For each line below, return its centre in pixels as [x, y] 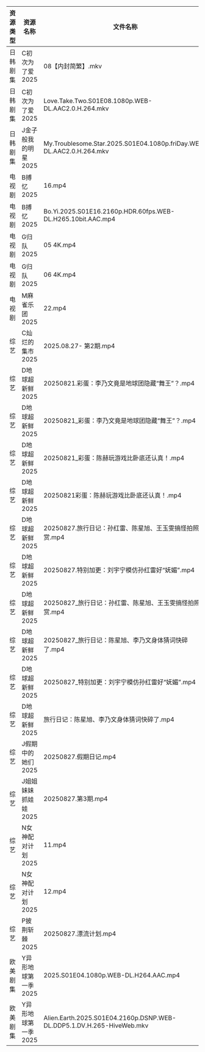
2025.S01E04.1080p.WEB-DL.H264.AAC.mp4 [112, 975]
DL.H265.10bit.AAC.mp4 [80, 219]
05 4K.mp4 [60, 245]
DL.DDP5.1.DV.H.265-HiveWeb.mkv [96, 1025]
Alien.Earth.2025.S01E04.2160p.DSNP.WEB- [110, 1018]
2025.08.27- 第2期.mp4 [79, 346]
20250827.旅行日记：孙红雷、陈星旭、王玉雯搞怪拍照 [121, 528]
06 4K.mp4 [60, 275]
